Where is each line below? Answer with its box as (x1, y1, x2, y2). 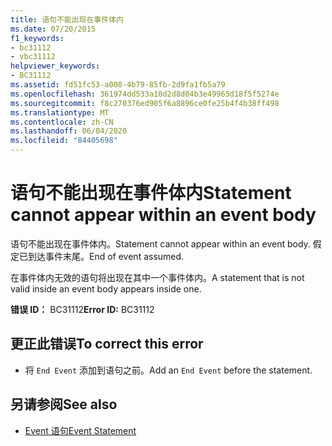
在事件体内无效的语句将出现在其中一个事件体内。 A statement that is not (10, 271, 305, 283)
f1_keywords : (10, 33, 65, 43)
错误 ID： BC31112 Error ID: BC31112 (10, 303, 155, 315)
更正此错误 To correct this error (10, 336, 204, 353)
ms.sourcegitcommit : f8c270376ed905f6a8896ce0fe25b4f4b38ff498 (10, 98, 280, 108)
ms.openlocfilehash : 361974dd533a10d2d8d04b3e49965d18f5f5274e (10, 89, 280, 99)
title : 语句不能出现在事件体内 (10, 14, 124, 25)
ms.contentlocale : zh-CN (10, 117, 114, 127)
